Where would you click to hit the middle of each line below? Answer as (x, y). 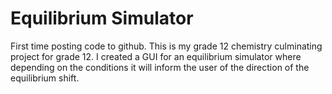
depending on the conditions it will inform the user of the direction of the (160, 67)
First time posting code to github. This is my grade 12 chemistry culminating (166, 46)
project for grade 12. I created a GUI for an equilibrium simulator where (156, 56)
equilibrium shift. (45, 78)
